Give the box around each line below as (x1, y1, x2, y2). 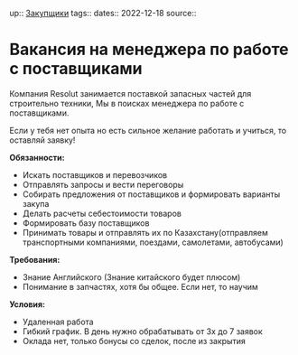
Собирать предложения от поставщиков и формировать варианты (22, 189, 281, 200)
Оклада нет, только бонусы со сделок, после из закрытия (22, 335, 246, 346)
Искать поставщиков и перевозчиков (22, 169, 168, 180)
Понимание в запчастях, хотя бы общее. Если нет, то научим (22, 281, 259, 292)
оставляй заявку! (9, 135, 76, 145)
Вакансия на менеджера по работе (9, 40, 289, 60)
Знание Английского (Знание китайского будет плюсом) (22, 271, 241, 283)
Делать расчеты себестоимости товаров (22, 208, 182, 219)
